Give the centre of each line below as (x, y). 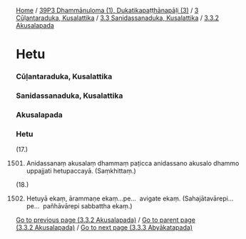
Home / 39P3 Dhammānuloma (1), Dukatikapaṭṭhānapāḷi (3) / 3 (107, 10)
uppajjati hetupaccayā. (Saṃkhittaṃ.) (81, 171)
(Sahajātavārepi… (208, 198)
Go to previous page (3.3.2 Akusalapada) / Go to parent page (106, 220)
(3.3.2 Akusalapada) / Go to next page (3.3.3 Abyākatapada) (104, 228)
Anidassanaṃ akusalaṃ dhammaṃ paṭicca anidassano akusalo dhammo (133, 163)
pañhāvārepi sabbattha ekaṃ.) (88, 206)
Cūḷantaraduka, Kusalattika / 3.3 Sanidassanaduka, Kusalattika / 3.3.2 (118, 18)
